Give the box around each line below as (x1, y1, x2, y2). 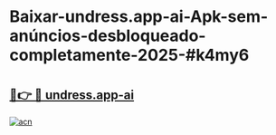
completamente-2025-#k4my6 (9, 45, 250, 65)
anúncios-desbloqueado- (9, 25, 206, 46)
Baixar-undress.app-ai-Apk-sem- (9, 6, 269, 27)
